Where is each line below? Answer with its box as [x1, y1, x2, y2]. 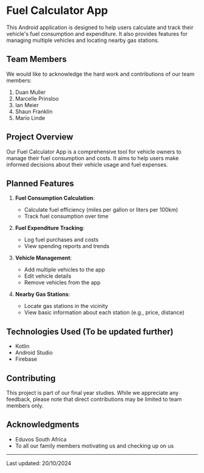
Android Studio [15, 349, 53, 357]
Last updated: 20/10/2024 [6, 459, 72, 467]
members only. [6, 402, 44, 409]
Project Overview [6, 132, 73, 143]
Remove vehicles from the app [24, 279, 101, 286]
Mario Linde [15, 114, 46, 121]
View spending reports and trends [24, 243, 110, 250]
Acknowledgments [6, 420, 80, 430]
